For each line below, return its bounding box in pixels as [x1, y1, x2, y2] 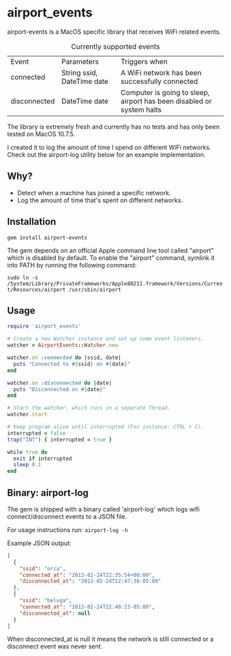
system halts [120, 105, 162, 114]
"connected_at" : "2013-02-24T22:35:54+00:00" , [19, 571, 155, 578]
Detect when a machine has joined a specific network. [16, 188, 171, 197]
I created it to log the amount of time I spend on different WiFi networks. [7, 143, 212, 151]
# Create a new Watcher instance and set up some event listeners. [7, 336, 205, 342]
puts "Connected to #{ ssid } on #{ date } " [13, 360, 131, 367]
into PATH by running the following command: [7, 261, 137, 269]
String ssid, [61, 67, 98, 77]
